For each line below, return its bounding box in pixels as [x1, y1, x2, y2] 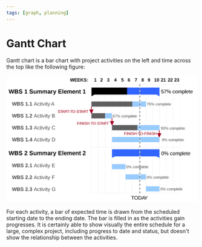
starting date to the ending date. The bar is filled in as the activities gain [6, 214, 185, 222]
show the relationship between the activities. [6, 234, 118, 241]
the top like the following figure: [6, 63, 85, 70]
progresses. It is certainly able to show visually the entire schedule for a [6, 221, 186, 228]
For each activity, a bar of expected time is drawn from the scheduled [6, 208, 180, 215]
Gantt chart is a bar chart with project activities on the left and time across [6, 56, 191, 64]
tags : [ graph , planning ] [6, 10, 69, 16]
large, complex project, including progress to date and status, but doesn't [6, 227, 189, 234]
